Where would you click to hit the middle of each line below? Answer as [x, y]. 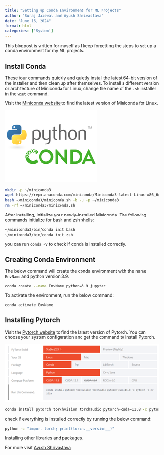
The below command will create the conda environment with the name [76, 271]
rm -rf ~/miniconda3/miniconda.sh [40, 205]
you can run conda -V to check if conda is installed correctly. [66, 244]
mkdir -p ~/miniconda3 [28, 190]
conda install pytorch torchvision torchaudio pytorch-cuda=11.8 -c [76, 409]
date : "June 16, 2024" [28, 21]
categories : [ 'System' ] [29, 31]
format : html [18, 26]
